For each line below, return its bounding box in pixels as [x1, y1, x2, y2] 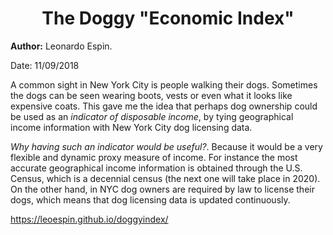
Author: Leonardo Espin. [10, 40, 113, 52]
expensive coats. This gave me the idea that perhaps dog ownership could [10, 100, 318, 112]
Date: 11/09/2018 [10, 59, 80, 71]
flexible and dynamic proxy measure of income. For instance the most [10, 151, 298, 163]
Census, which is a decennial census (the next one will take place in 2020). [10, 172, 321, 184]
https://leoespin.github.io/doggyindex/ [10, 213, 169, 225]
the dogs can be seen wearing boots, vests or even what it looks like [10, 89, 293, 101]
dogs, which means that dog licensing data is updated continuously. [10, 193, 291, 206]
